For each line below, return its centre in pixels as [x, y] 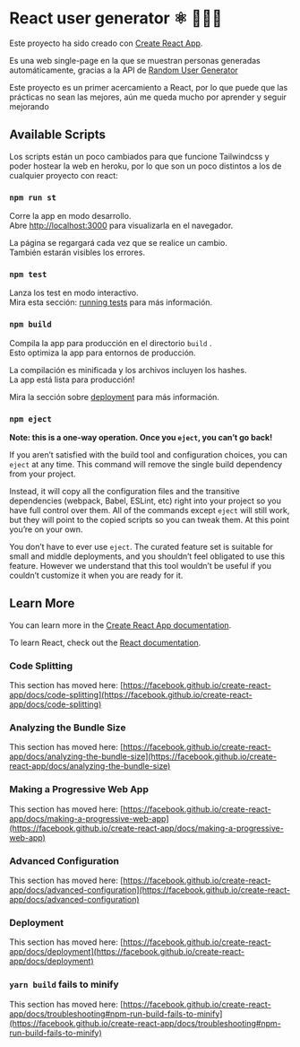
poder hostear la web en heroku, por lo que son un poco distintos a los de [146, 166]
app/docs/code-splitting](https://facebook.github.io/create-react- [131, 695]
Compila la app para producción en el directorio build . [111, 343]
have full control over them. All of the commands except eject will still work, [150, 510]
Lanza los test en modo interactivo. [74, 293]
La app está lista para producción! [72, 380]
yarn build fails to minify [64, 984]
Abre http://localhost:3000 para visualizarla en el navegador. [121, 226]
